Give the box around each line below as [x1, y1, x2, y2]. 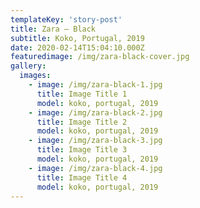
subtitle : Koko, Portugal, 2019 [10, 33, 145, 43]
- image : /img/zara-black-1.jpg [28, 80, 163, 90]
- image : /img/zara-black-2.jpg [28, 107, 163, 118]
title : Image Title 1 [36, 89, 128, 99]
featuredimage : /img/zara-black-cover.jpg [10, 52, 190, 62]
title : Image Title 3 [36, 145, 128, 155]
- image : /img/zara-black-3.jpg [28, 136, 163, 146]
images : [19, 71, 52, 81]
